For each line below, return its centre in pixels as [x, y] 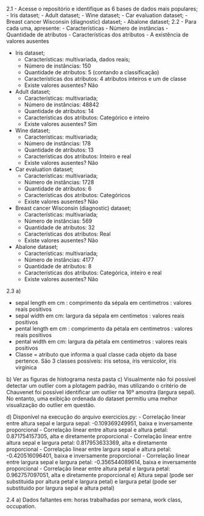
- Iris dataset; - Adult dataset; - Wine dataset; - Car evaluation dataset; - [97, 15]
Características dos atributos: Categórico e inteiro [87, 117]
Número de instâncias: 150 [58, 66]
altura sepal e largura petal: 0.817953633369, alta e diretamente [87, 443]
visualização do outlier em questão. [51, 405]
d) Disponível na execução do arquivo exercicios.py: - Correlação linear [96, 417]
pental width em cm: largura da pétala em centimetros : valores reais [101, 341]
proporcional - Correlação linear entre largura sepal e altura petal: [89, 449]
